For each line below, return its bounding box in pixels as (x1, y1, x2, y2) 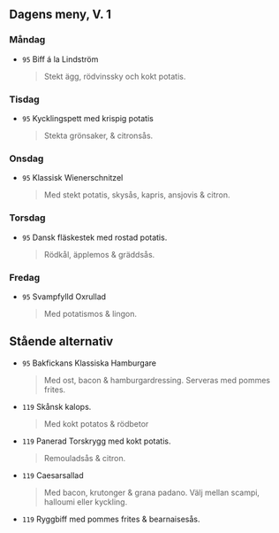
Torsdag (9, 212, 46, 224)
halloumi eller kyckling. (43, 496, 128, 507)
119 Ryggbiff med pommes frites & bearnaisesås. (21, 514, 200, 524)
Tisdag (9, 93, 40, 105)
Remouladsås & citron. (43, 452, 126, 463)
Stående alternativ (9, 334, 114, 349)
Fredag (9, 271, 41, 283)
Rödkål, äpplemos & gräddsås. (43, 249, 155, 259)
